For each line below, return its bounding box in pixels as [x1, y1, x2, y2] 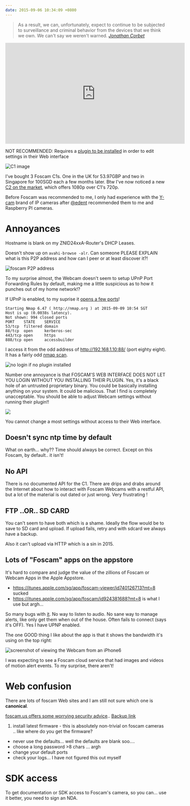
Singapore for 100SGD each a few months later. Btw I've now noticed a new [5, 178, 165, 185]
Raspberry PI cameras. [5, 205, 54, 211]
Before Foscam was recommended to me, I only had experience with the [5, 194, 159, 200]
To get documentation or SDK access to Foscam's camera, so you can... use [5, 789, 166, 795]
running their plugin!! [5, 398, 50, 405]
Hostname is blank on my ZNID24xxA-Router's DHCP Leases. [5, 239, 136, 246]
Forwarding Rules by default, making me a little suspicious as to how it [5, 280, 154, 287]
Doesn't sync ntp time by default [5, 433, 112, 441]
